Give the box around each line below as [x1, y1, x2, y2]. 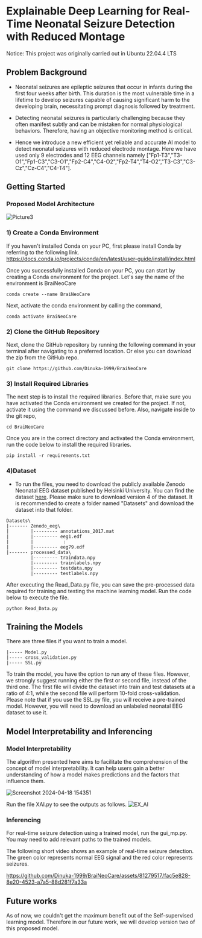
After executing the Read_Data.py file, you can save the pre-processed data [6, 581, 195, 588]
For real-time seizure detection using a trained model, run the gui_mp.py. [6, 829, 188, 837]
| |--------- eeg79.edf [6, 544, 85, 550]
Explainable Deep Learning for [6, 4, 161, 18]
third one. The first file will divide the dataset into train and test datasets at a [6, 683, 195, 691]
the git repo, [6, 412, 37, 420]
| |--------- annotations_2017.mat [6, 528, 115, 534]
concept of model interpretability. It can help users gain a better [6, 764, 165, 772]
